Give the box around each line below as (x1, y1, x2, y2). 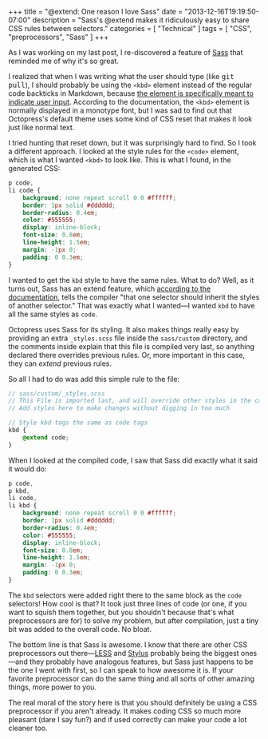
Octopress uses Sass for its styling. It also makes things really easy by (8, 324, 239, 334)
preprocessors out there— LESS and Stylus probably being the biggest (8, 648, 239, 658)
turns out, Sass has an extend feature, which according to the (8, 284, 211, 293)
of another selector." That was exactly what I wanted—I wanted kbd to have (8, 300, 255, 310)
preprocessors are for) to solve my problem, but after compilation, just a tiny (8, 615, 259, 626)
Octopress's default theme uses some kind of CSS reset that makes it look (8, 114, 253, 123)
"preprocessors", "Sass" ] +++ (8, 32, 109, 42)
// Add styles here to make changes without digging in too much (8, 404, 230, 412)
